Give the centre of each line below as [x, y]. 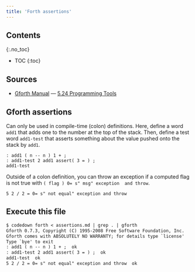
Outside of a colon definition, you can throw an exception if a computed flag [98, 177]
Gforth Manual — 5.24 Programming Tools [66, 93]
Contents [23, 36]
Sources [22, 79]
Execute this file [36, 212]
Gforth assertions [39, 112]
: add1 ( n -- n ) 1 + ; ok [42, 247]
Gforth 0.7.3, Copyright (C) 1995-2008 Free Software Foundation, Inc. [95, 231]
